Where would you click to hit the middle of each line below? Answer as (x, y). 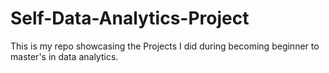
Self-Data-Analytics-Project (130, 18)
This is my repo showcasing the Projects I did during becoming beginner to (165, 46)
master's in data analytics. (64, 56)
